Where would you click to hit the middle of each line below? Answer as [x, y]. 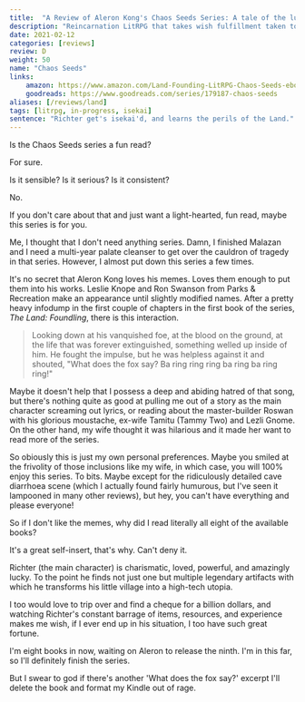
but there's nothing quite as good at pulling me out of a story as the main [145, 401]
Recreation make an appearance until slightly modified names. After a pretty [152, 298]
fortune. [24, 634]
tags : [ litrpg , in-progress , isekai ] [81, 111]
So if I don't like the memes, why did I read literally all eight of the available [149, 523]
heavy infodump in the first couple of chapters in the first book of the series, [152, 308]
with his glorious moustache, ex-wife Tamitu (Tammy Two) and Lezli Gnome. [152, 420]
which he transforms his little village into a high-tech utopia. [121, 587]
